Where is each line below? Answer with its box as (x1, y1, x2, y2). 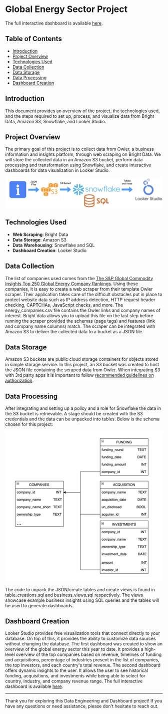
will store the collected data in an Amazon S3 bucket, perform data (5, 157, 143, 163)
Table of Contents (5, 35, 62, 43)
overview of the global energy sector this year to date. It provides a (5, 646, 144, 652)
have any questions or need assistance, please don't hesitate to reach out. (5, 703, 159, 709)
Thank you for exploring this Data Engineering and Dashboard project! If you (5, 698, 162, 704)
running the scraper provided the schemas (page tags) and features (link (5, 318, 155, 324)
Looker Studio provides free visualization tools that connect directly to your (5, 630, 160, 636)
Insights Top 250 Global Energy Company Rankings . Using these (5, 281, 138, 287)
